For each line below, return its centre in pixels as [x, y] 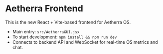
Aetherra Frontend [44, 9]
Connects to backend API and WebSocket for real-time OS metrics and [85, 42]
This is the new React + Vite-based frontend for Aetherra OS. [68, 22]
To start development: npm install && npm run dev [65, 37]
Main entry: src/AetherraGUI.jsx [46, 31]
